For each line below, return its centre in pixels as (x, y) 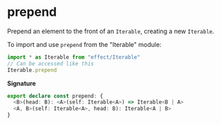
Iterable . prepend (32, 70)
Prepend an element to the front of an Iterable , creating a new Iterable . (111, 31)
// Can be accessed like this (51, 64)
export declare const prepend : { (55, 96)
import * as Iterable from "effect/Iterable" (74, 57)
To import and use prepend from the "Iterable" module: (84, 44)
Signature (22, 83)
